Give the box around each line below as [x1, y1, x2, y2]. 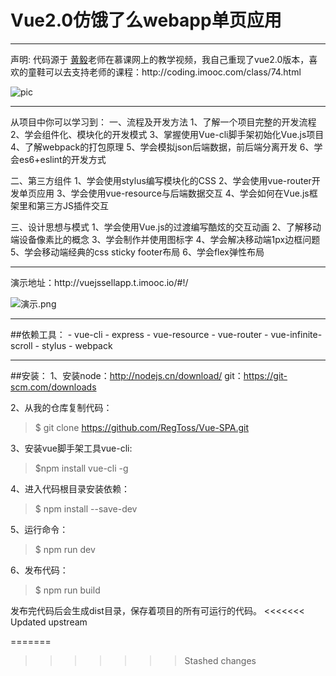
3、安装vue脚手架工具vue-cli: [10, 442, 133, 454]
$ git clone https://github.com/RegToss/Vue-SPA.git [34, 421, 250, 433]
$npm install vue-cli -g [34, 462, 129, 474]
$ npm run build [34, 584, 101, 596]
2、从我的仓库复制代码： [10, 401, 113, 413]
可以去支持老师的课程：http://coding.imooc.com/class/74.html [44, 66, 302, 78]
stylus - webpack [41, 339, 113, 351]
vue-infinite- [270, 328, 323, 340]
